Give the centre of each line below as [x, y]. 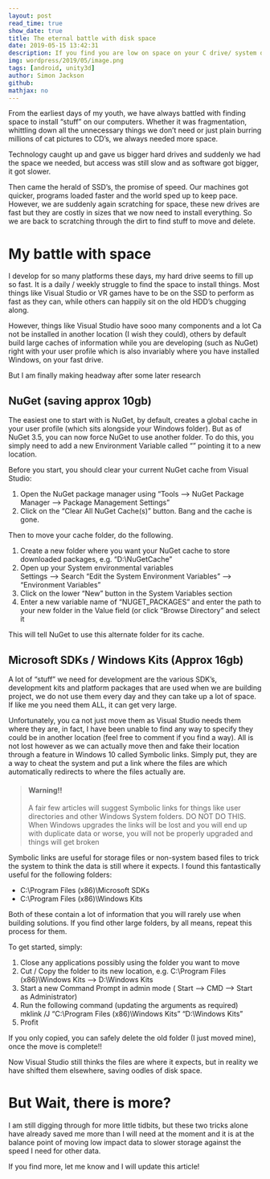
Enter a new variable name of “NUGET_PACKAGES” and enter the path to [141, 602]
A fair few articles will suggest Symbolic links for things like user [134, 808]
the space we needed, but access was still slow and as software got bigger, [134, 163]
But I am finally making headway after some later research [104, 375]
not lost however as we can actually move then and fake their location [124, 746]
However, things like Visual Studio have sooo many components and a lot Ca [135, 325]
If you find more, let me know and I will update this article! [104, 1167]
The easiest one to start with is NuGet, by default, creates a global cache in [133, 420]
